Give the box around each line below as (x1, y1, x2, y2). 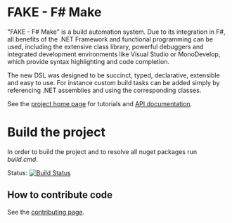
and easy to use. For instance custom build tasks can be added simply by (7, 78, 220, 87)
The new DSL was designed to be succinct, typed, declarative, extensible (7, 71, 220, 79)
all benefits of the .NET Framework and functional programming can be (7, 34, 213, 43)
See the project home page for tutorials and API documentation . (7, 99, 193, 108)
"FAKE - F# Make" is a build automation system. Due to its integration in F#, (7, 27, 226, 36)
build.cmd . (7, 155, 39, 163)
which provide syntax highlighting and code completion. (7, 57, 170, 65)
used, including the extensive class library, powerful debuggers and (7, 42, 204, 51)
